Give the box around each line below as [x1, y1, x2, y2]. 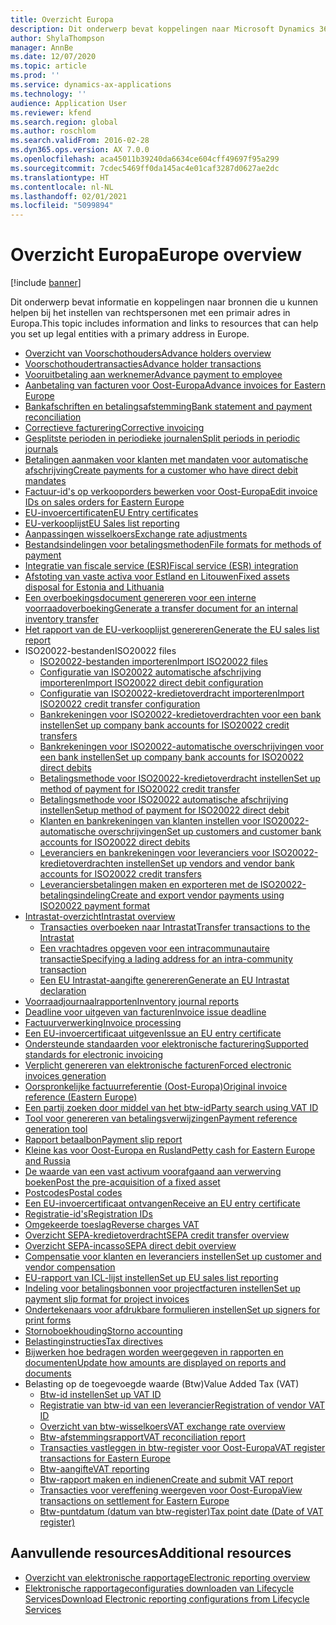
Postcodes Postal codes [24, 1187, 123, 1199]
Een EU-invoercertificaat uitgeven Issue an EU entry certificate [24, 1027, 282, 1040]
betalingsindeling [39, 889, 111, 901]
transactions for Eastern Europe [39, 1452, 171, 1465]
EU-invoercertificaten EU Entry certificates [24, 507, 199, 519]
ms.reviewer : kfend [10, 107, 92, 118]
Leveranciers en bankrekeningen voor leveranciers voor [39, 847, 271, 859]
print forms [24, 1314, 72, 1326]
